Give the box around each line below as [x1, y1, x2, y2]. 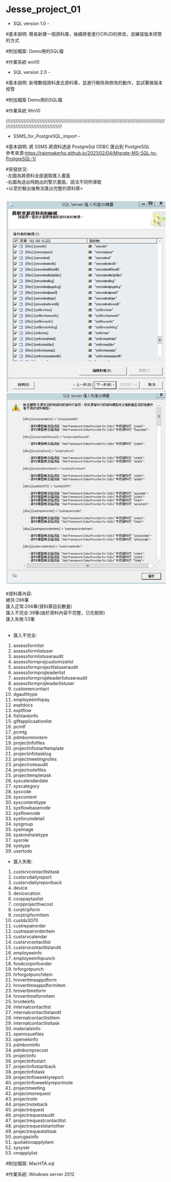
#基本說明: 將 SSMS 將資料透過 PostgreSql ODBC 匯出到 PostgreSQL [6, 144, 150, 150]
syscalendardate [13, 777, 48, 783]
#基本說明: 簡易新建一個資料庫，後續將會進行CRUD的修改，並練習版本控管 [6, 31, 162, 37]
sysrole [13, 837, 29, 843]
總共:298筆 [6, 597, 29, 603]
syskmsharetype [13, 831, 48, 838]
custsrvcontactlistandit [13, 944, 62, 950]
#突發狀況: [6, 166, 28, 172]
